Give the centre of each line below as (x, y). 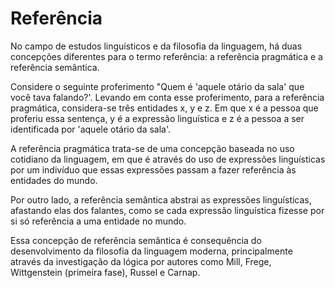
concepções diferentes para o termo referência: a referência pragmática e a (166, 56)
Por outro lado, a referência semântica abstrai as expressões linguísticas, (161, 199)
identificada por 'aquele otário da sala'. (91, 129)
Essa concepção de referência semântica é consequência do (136, 240)
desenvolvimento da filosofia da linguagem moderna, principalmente (151, 251)
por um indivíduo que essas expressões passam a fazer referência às (153, 169)
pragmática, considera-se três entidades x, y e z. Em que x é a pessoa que (164, 108)
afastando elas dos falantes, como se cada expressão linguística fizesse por (167, 210)
